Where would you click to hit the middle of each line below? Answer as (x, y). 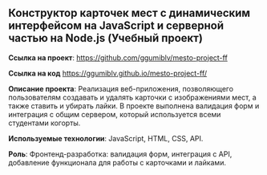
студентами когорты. (44, 123)
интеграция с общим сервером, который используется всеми (115, 114)
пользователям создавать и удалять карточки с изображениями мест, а (132, 97)
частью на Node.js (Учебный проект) (105, 38)
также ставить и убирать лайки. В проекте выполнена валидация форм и (134, 106)
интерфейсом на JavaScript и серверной (116, 26)
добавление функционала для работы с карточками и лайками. (117, 162)
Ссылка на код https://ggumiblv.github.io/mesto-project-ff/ (108, 73)
